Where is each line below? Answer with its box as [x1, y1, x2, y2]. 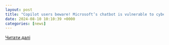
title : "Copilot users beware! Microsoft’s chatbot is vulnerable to [5, 12, 154, 17]
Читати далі [5, 35, 31, 41]
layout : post [5, 7, 33, 12]
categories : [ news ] [5, 21, 46, 26]
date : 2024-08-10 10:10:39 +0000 [5, 16, 75, 21]
